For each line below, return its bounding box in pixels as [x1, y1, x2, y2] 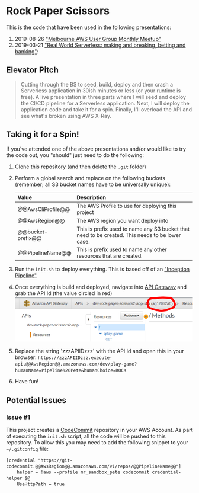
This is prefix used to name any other [76, 246, 167, 253]
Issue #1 [6, 413, 31, 421]
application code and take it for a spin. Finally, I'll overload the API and [20, 105, 192, 113]
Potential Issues [6, 395, 67, 405]
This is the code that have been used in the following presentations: [6, 24, 172, 31]
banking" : [14, 47, 39, 55]
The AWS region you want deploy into [76, 217, 169, 224]
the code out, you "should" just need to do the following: [6, 151, 144, 158]
